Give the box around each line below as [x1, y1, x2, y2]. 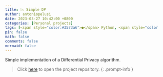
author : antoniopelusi [5, 12, 51, 17]
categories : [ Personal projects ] [5, 20, 73, 26]
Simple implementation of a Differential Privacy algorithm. [5, 57, 121, 62]
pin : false [5, 30, 27, 35]
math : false [5, 35, 29, 39]
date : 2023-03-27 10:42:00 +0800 [5, 16, 73, 21]
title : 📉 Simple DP [5, 7, 46, 12]
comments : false [5, 39, 38, 44]
